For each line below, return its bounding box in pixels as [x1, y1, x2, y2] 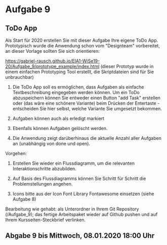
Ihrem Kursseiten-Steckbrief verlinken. [5, 217, 86, 223]
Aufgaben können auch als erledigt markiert [12, 115, 105, 121]
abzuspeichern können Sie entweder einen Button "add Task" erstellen [12, 95, 161, 101]
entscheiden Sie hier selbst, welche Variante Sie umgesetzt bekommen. [12, 106, 162, 111]
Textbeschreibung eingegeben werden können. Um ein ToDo [12, 89, 140, 95]
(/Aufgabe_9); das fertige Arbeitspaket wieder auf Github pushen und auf [5, 211, 158, 217]
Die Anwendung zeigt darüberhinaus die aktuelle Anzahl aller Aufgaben [12, 135, 162, 141]
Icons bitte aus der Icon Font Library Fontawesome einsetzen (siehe [12, 191, 154, 197]
